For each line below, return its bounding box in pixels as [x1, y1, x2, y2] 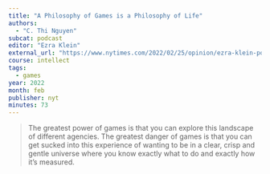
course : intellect [8, 57, 70, 65]
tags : [8, 64, 27, 72]
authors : [8, 19, 38, 27]
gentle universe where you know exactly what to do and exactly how [27, 149, 256, 159]
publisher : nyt [8, 94, 59, 102]
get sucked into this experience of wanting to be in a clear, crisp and [27, 140, 256, 150]
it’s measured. [27, 157, 75, 167]
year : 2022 [8, 79, 45, 87]
